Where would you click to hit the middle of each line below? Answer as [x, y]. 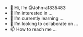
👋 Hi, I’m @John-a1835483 [38, 8]
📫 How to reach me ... [33, 29]
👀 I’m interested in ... [31, 13]
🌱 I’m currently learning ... [37, 18]
